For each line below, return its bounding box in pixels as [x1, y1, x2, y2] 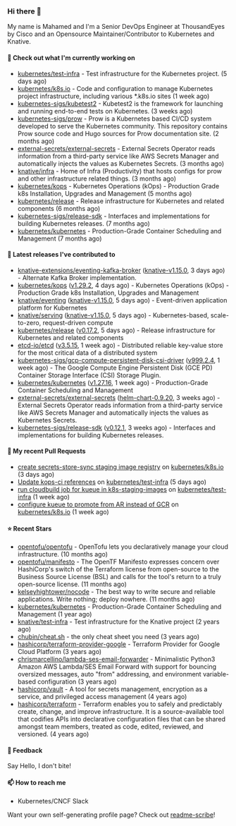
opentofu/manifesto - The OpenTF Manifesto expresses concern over [17, 557, 220, 566]
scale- [210, 310, 229, 320]
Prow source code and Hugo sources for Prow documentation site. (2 [17, 129, 220, 138]
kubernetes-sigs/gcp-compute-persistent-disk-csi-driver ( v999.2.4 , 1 [17, 356, 221, 364]
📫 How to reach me [7, 778, 66, 786]
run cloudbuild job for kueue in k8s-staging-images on [17, 485, 176, 493]
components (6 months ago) [17, 204, 101, 212]
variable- [203, 670, 230, 679]
